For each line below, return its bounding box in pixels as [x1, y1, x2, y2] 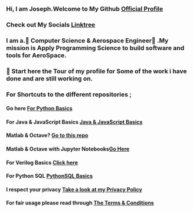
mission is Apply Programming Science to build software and [6, 44, 185, 52]
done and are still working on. [6, 74, 93, 83]
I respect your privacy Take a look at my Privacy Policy [6, 185, 143, 193]
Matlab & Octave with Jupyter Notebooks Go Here [6, 145, 130, 152]
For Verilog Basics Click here [6, 159, 78, 166]
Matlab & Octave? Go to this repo [6, 132, 89, 139]
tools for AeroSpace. [6, 51, 67, 59]
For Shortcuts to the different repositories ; [6, 90, 132, 99]
